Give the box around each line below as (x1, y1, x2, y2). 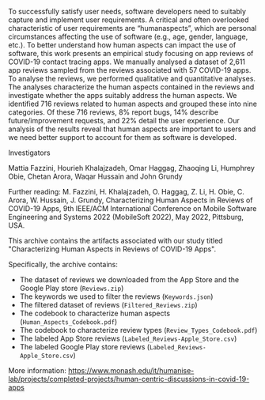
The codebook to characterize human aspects (19, 308, 171, 318)
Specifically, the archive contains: (8, 260, 119, 269)
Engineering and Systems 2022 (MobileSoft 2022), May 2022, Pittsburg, (8, 213, 244, 221)
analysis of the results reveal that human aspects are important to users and (8, 124, 256, 134)
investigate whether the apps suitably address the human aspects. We (8, 91, 237, 100)
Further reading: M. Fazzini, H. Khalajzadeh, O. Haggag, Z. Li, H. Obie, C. (8, 187, 245, 196)
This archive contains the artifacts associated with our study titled (8, 236, 223, 245)
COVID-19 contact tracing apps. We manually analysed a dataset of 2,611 (8, 57, 246, 66)
